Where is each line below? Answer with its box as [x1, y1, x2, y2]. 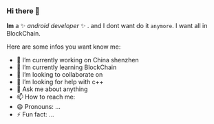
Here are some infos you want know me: [6, 42, 121, 51]
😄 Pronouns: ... [16, 103, 61, 111]
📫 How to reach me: [16, 92, 76, 101]
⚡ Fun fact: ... [16, 110, 54, 119]
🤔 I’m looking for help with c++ [16, 78, 104, 86]
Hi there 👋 [6, 6, 41, 16]
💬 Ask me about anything [16, 85, 88, 93]
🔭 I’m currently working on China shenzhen [16, 56, 139, 64]
